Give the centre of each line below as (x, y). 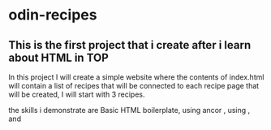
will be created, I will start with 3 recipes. (77, 94)
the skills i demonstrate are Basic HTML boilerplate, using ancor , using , (129, 110)
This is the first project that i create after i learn (130, 45)
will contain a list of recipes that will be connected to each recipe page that (134, 86)
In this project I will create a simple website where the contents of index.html (136, 77)
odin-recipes (53, 15)
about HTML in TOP (59, 57)
